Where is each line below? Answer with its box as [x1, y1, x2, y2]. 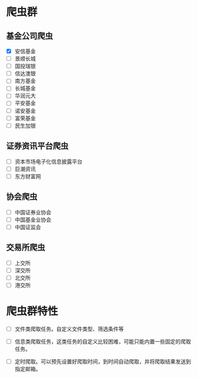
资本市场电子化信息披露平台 [14, 158, 83, 165]
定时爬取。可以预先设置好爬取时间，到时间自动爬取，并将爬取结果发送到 [14, 358, 191, 365]
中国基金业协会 [14, 216, 51, 223]
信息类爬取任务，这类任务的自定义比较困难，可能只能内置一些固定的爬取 [14, 338, 191, 345]
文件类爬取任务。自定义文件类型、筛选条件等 [14, 325, 124, 332]
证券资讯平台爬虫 [6, 141, 69, 151]
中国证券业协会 [14, 209, 51, 216]
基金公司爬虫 [6, 31, 53, 41]
